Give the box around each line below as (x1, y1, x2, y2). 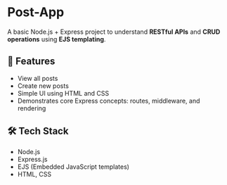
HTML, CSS (17, 170, 51, 178)
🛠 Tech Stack (7, 125, 69, 137)
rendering (17, 103, 46, 113)
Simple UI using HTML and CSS (17, 89, 110, 97)
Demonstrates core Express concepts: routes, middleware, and (17, 96, 200, 105)
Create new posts (17, 82, 69, 90)
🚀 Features (7, 56, 56, 68)
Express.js (17, 155, 48, 163)
